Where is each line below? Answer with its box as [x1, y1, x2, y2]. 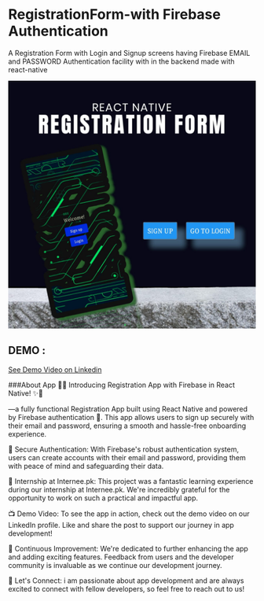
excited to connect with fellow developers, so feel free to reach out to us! [8, 584, 245, 593]
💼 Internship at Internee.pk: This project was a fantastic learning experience [8, 476, 254, 485]
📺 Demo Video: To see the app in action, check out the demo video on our [8, 509, 250, 518]
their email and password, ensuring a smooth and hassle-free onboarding [8, 421, 247, 430]
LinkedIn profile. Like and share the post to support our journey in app [8, 520, 234, 529]
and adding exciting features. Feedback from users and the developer [8, 552, 234, 562]
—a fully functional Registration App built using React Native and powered [8, 404, 248, 414]
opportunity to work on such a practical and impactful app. [8, 493, 199, 503]
